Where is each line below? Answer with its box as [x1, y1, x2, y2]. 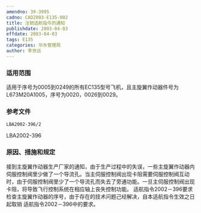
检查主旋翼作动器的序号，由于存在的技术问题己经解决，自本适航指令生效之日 [6, 193, 195, 200]
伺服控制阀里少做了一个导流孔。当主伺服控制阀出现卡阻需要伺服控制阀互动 [6, 170, 190, 178]
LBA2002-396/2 [6, 121, 42, 128]
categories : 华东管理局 [6, 43, 61, 49]
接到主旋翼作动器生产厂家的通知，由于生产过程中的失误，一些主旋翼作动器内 [6, 163, 195, 170]
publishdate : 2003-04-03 [6, 25, 68, 32]
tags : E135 [6, 37, 33, 43]
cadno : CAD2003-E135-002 [6, 14, 68, 20]
